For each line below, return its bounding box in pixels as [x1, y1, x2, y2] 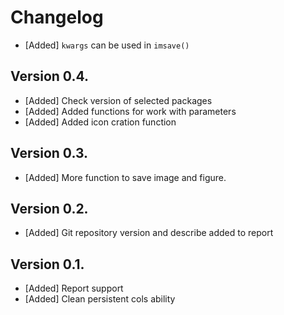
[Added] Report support [24, 282, 124, 295]
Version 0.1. [10, 256, 85, 273]
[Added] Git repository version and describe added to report [24, 227, 274, 239]
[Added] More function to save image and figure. [24, 171, 227, 183]
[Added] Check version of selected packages [24, 94, 213, 106]
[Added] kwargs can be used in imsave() [24, 39, 190, 51]
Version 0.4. [10, 68, 89, 85]
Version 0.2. [10, 200, 89, 217]
